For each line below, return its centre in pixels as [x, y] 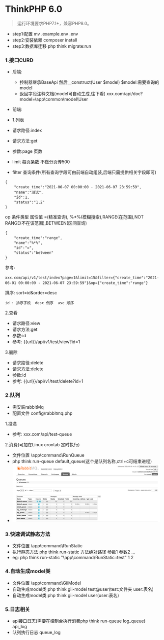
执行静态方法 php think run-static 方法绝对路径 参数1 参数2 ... [74, 552]
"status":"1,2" [29, 202]
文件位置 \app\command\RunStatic [47, 546]
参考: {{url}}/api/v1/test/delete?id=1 [48, 381]
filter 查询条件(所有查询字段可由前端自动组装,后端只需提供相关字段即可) [84, 172]
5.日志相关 [18, 609]
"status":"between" [34, 253]
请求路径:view [26, 323]
